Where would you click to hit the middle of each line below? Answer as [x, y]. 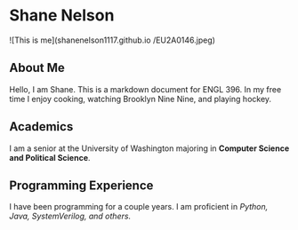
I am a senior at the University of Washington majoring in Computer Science [149, 148]
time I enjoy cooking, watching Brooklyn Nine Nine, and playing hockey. [141, 99]
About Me [37, 68]
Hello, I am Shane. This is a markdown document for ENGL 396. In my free [145, 89]
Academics [41, 127]
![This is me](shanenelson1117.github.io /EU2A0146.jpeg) [113, 40]
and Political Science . [50, 157]
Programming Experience [81, 185]
